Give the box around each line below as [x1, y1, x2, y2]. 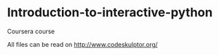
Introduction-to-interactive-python [7, 5, 213, 20]
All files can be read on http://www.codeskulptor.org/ [7, 40, 158, 48]
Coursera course [7, 27, 55, 35]
